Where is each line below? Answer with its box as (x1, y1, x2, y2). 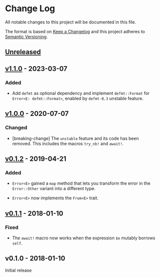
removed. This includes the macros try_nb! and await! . (12, 140, 124, 147)
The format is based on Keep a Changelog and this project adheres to (5, 28, 145, 34)
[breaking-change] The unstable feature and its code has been (12, 135, 139, 141)
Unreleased (5, 48, 41, 56)
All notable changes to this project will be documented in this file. (5, 19, 137, 25)
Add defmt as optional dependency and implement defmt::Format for (12, 90, 150, 96)
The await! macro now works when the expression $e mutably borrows (12, 235, 156, 241)
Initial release (5, 267, 32, 273)
